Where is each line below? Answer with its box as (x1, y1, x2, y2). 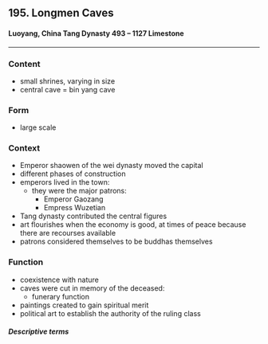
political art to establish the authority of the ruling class (19, 308, 201, 318)
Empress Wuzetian (43, 203, 106, 213)
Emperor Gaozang (43, 194, 104, 204)
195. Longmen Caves (8, 6, 114, 20)
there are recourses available (19, 229, 116, 238)
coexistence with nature (19, 275, 100, 284)
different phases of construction (19, 169, 126, 178)
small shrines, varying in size (19, 76, 116, 86)
